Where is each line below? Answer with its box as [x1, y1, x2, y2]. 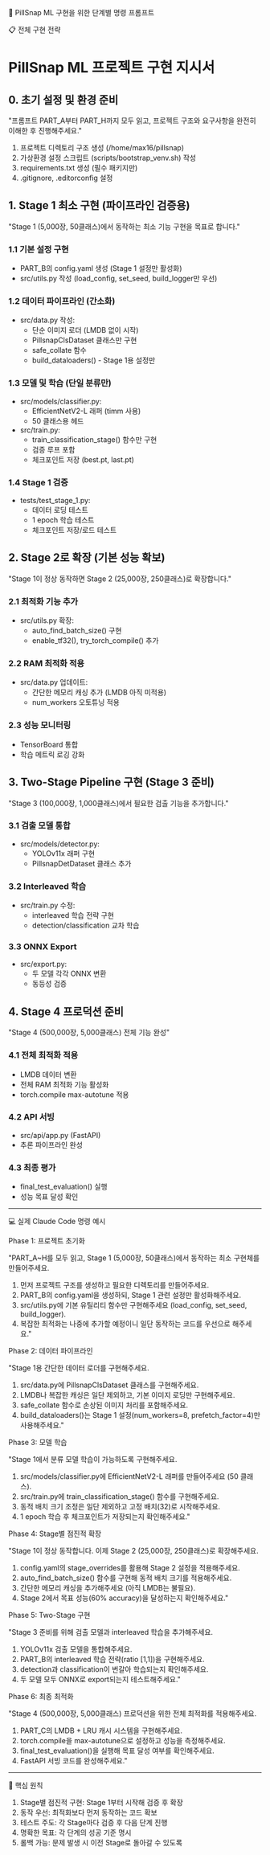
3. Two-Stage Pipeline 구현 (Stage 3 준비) [8, 776, 215, 789]
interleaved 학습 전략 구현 [31, 911, 115, 920]
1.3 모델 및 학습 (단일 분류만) [8, 378, 112, 389]
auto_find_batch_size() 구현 [31, 626, 122, 636]
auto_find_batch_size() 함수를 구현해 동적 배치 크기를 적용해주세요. [19, 1573, 232, 1583]
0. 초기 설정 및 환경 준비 [8, 92, 119, 107]
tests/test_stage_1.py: [19, 496, 91, 505]
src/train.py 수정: [19, 900, 76, 911]
